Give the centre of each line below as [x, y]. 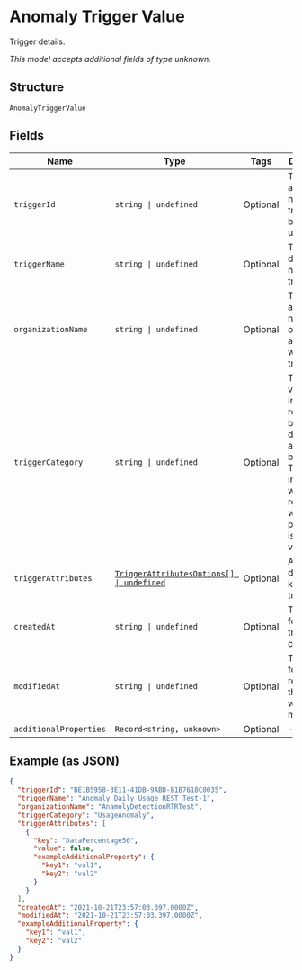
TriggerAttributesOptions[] [175, 573]
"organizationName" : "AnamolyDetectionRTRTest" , [110, 807]
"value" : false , [63, 848]
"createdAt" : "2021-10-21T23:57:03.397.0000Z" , [108, 907]
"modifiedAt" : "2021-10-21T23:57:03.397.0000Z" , [110, 916]
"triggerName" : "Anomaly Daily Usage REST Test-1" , [116, 799]
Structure [37, 87]
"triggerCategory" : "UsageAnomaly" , [86, 815]
